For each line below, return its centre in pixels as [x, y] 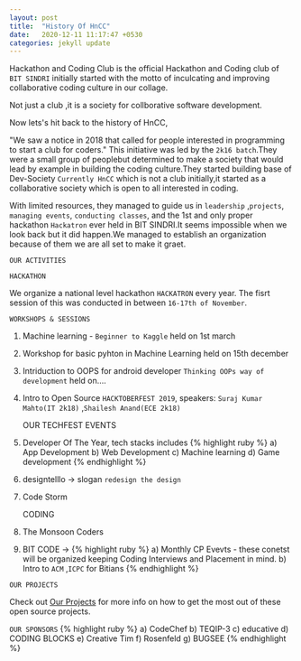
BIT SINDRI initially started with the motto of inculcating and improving [140, 79]
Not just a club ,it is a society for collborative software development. [136, 106]
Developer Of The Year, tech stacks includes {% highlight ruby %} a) [150, 442]
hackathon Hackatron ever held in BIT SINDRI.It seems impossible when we [148, 225]
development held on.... [64, 381]
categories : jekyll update [60, 43]
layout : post [34, 18]
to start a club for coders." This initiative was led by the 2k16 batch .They [143, 150]
